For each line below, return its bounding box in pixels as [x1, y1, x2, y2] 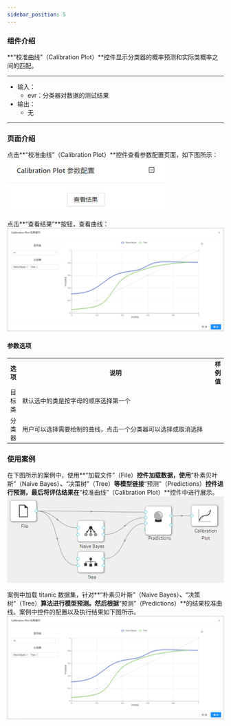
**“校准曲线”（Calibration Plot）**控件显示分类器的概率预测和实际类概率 [7, 52, 212, 61]
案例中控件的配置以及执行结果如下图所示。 [19, 608, 140, 616]
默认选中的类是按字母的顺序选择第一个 [22, 396, 131, 405]
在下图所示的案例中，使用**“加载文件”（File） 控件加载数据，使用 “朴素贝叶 [7, 471, 218, 480]
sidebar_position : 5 [7, 11, 67, 18]
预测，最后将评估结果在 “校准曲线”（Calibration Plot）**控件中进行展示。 [12, 489, 219, 497]
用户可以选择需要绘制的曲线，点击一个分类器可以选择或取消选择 [22, 425, 203, 433]
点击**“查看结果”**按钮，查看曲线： [7, 220, 109, 228]
